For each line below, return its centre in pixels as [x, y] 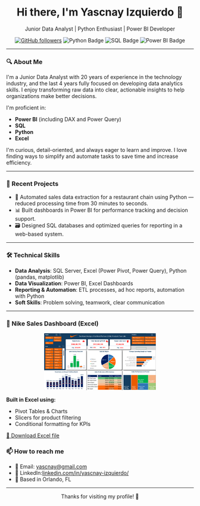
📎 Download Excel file [33, 435]
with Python [29, 296]
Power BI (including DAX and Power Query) [68, 120]
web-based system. [39, 234]
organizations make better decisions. [51, 96]
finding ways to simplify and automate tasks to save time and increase [92, 156]
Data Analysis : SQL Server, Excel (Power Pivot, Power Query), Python [101, 270]
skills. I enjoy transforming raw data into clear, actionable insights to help [95, 90]
